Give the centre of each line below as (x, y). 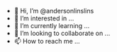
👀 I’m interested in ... (44, 18)
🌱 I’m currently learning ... (52, 26)
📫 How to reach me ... (47, 41)
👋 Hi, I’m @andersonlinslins (54, 11)
